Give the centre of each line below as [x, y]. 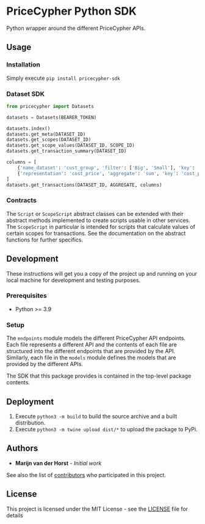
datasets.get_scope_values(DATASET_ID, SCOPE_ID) [71, 145]
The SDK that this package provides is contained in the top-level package [99, 376]
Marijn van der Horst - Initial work [58, 463]
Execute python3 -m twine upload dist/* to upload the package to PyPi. [106, 429]
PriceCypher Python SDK [72, 11]
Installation [23, 65]
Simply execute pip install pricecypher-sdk [63, 78]
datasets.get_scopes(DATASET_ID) [49, 140]
